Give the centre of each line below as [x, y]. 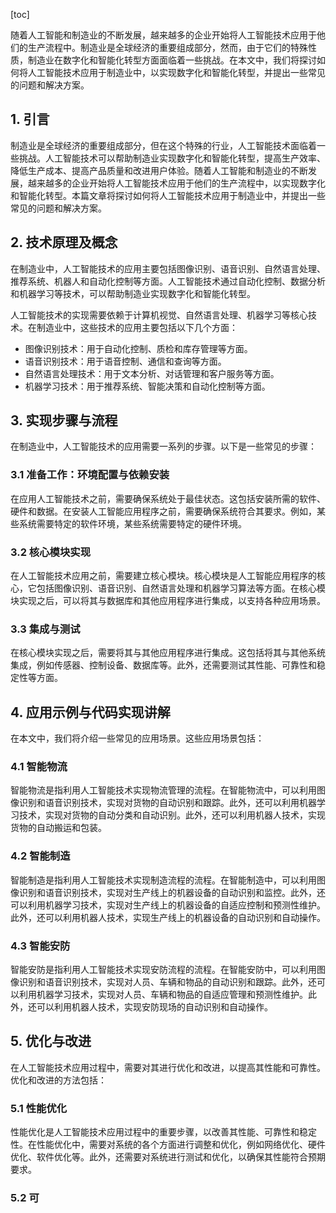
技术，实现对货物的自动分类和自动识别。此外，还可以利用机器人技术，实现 [172, 815]
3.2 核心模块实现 [51, 552]
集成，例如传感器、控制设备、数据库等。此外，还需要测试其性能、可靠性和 [163, 665]
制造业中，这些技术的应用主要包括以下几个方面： [137, 327]
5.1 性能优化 [39, 1108]
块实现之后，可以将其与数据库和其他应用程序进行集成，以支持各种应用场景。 [168, 601]
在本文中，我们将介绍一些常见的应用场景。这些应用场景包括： [137, 738]
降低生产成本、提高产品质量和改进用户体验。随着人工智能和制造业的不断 [159, 170]
